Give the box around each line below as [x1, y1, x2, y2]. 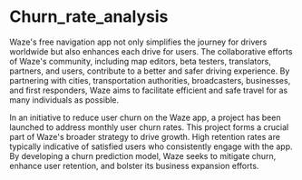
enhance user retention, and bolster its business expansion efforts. [9, 160, 259, 171]
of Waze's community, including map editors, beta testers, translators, [9, 55, 272, 66]
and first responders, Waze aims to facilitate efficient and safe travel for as [9, 85, 288, 95]
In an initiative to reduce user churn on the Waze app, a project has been [9, 112, 281, 123]
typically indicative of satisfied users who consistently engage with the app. [9, 141, 293, 152]
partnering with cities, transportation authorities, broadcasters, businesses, [9, 75, 291, 85]
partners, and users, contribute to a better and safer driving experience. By [9, 65, 290, 76]
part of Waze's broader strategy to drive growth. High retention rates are [9, 131, 281, 142]
